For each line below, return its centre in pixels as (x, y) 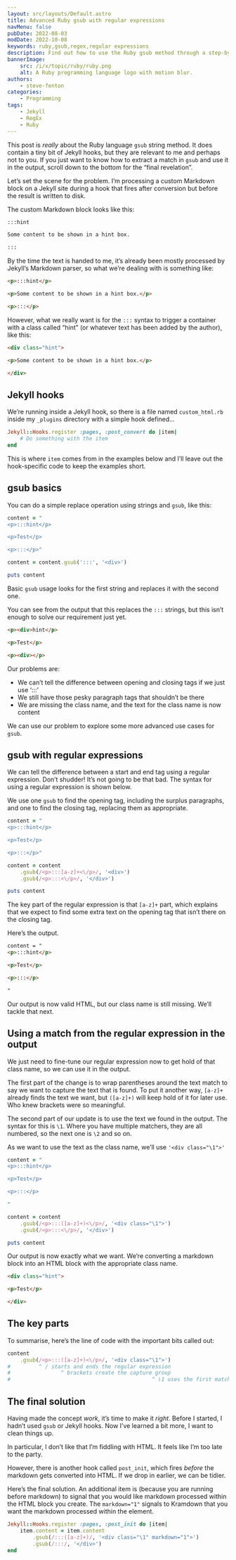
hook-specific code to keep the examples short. (77, 466)
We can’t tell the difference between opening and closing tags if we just (121, 682)
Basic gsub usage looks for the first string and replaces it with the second (113, 588)
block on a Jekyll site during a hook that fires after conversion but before (113, 188)
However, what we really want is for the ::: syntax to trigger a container (112, 319)
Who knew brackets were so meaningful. (66, 1105)
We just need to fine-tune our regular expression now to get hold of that (111, 1062)
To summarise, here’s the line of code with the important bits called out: (111, 1340)
